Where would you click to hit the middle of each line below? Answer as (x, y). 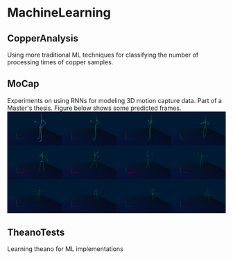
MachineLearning (59, 13)
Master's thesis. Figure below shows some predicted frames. (94, 108)
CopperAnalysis (43, 38)
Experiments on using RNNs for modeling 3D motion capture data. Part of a (114, 100)
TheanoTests (36, 232)
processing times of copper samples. (60, 62)
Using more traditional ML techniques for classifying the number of (103, 55)
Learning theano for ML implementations (65, 249)
